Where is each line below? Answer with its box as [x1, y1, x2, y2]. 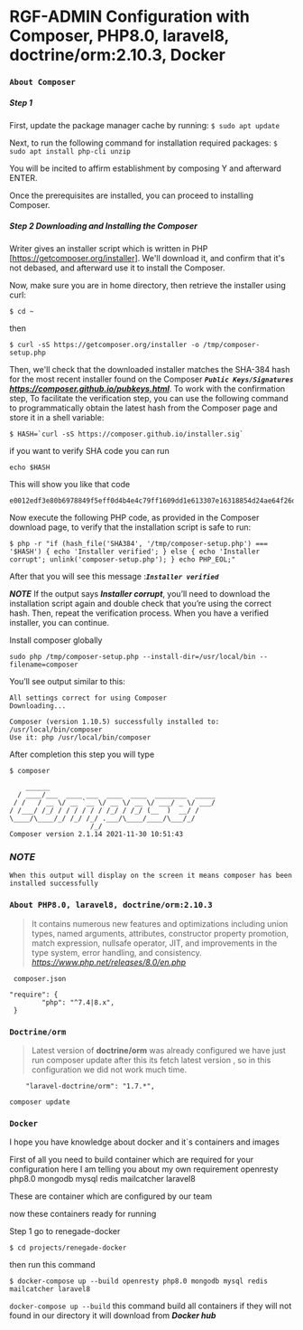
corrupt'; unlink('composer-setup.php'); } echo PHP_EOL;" [9, 555, 236, 564]
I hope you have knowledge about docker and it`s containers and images [9, 1137, 280, 1147]
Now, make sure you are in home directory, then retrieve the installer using [9, 280, 287, 291]
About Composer [9, 77, 77, 88]
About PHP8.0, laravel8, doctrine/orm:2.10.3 [9, 900, 214, 910]
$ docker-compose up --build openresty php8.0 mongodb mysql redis [9, 1277, 269, 1286]
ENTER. [9, 173, 38, 184]
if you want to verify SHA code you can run [9, 446, 170, 457]
